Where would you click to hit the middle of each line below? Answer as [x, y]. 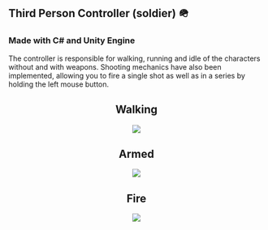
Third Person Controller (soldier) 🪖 [99, 13]
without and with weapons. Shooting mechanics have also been [115, 66]
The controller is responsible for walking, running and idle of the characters [134, 58]
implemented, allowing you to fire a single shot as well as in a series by [127, 75]
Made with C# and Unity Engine [72, 40]
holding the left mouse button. [59, 84]
